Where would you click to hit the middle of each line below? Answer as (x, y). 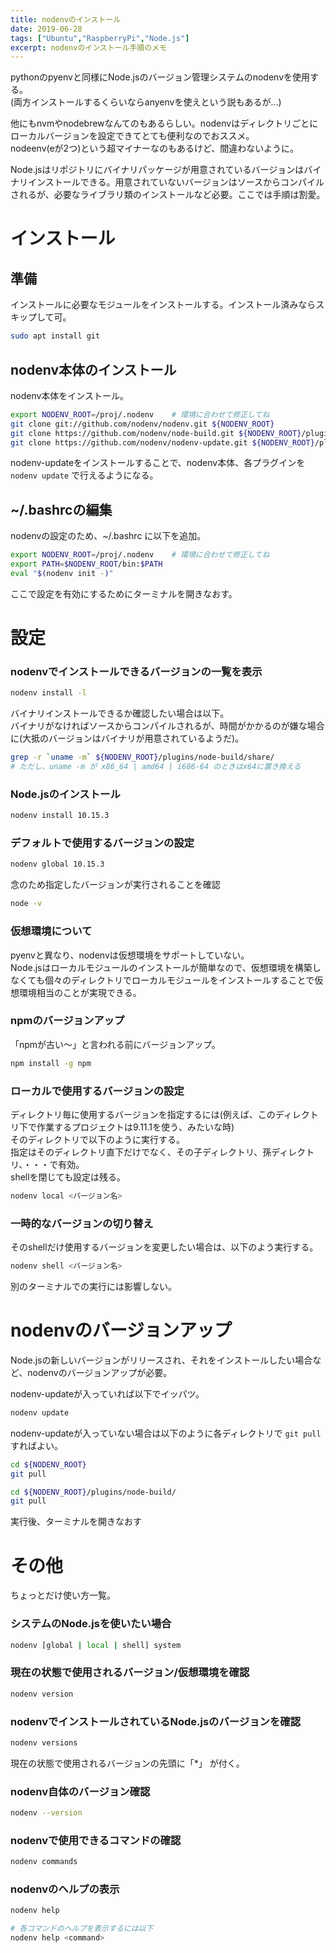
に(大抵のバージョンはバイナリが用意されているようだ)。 (127, 738)
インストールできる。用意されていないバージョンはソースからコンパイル (176, 182)
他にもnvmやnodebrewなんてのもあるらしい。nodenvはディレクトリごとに (164, 123)
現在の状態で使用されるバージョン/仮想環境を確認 (130, 1673)
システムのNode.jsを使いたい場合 (91, 1624)
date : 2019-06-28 (46, 29)
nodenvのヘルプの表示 (65, 1889)
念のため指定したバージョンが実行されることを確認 (115, 885)
